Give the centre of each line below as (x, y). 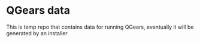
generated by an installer (37, 33)
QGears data (38, 10)
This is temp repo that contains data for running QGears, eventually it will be (100, 27)
